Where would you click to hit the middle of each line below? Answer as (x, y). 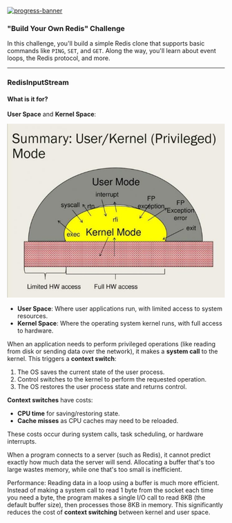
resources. (32, 316)
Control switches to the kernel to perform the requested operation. (112, 379)
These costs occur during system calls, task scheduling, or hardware (105, 434)
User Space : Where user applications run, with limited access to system (120, 309)
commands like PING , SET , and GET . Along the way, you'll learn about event (112, 51)
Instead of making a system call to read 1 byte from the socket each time (110, 491)
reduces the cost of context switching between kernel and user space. (109, 512)
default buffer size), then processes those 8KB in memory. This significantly (115, 505)
